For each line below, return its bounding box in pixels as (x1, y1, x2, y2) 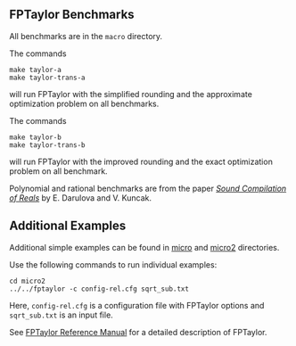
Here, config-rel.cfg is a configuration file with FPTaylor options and (9, 300, 265, 310)
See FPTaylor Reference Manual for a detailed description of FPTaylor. (9, 326, 267, 337)
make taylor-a (9, 65, 62, 74)
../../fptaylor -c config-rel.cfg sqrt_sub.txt (9, 284, 190, 293)
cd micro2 (9, 276, 46, 285)
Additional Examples (9, 218, 127, 234)
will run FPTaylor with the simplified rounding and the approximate (9, 88, 252, 99)
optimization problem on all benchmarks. (9, 98, 160, 109)
